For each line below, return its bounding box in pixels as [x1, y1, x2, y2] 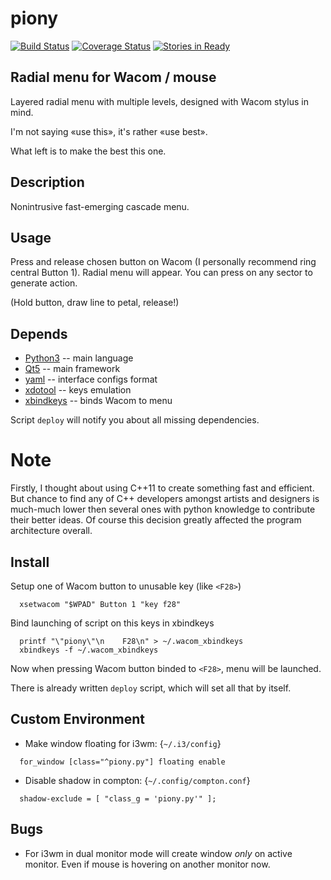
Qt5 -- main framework [24, 363, 121, 375]
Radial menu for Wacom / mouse [10, 69, 217, 86]
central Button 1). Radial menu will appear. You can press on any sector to [10, 267, 313, 279]
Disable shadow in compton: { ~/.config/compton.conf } [24, 774, 251, 786]
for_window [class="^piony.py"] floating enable [19, 757, 226, 767]
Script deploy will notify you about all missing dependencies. [10, 414, 260, 426]
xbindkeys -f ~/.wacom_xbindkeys [19, 645, 159, 655]
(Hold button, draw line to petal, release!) [10, 297, 180, 309]
